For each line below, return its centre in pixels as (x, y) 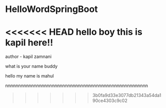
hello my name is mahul (30, 76)
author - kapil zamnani (28, 56)
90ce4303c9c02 (110, 100)
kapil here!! (29, 43)
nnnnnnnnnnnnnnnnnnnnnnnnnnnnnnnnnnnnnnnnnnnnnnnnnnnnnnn (76, 85)
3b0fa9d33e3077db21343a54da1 (127, 95)
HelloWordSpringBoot (52, 9)
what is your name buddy (31, 66)
